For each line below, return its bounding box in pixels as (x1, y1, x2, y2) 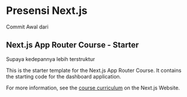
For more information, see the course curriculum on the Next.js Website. (6, 84, 180, 91)
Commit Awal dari (6, 23, 49, 30)
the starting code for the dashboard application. (6, 73, 122, 80)
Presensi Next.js (6, 4, 88, 17)
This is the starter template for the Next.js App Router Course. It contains (6, 67, 182, 74)
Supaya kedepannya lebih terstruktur (6, 55, 95, 62)
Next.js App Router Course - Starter (6, 40, 139, 50)
